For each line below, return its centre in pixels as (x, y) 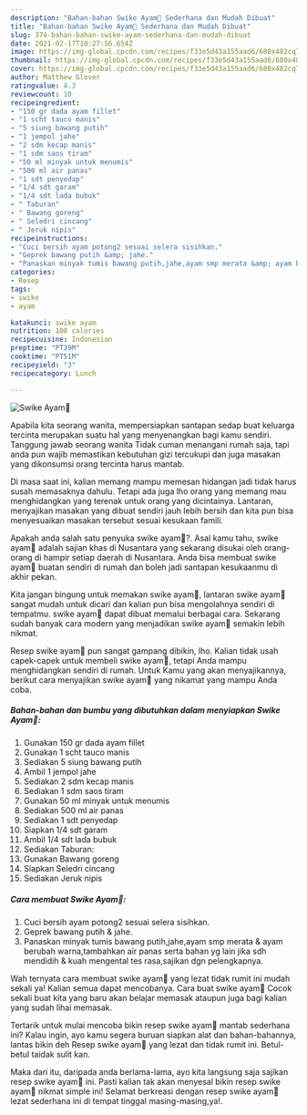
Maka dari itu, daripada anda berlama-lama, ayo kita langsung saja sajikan (149, 1072)
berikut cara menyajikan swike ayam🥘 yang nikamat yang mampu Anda (144, 679)
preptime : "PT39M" (45, 348)
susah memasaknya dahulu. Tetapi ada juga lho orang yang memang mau (148, 491)
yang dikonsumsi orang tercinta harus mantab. (97, 464)
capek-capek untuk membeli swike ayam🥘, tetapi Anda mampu (128, 660)
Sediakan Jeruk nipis (63, 878)
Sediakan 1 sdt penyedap (71, 821)
